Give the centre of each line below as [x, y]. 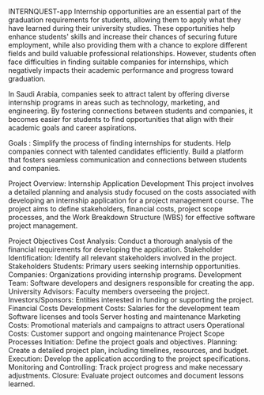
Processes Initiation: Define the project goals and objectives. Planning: [123, 342]
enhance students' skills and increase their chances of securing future [123, 36]
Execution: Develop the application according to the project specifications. [130, 359]
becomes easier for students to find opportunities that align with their [121, 119]
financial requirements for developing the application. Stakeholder [116, 249]
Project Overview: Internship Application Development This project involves [131, 184]
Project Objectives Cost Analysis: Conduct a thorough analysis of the [121, 241]
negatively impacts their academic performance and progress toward [121, 70]
